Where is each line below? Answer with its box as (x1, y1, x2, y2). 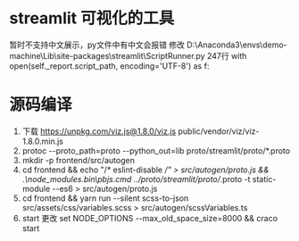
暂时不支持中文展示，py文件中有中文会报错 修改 (9, 39, 186, 50)
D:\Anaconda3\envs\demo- (187, 39, 287, 50)
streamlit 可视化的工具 (9, 8, 175, 29)
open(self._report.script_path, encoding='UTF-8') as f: (9, 60, 210, 71)
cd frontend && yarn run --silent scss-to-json (21, 193, 189, 204)
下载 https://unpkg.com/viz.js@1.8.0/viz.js (21, 126, 177, 137)
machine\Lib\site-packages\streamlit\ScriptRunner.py (9, 50, 205, 61)
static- (252, 173, 277, 184)
